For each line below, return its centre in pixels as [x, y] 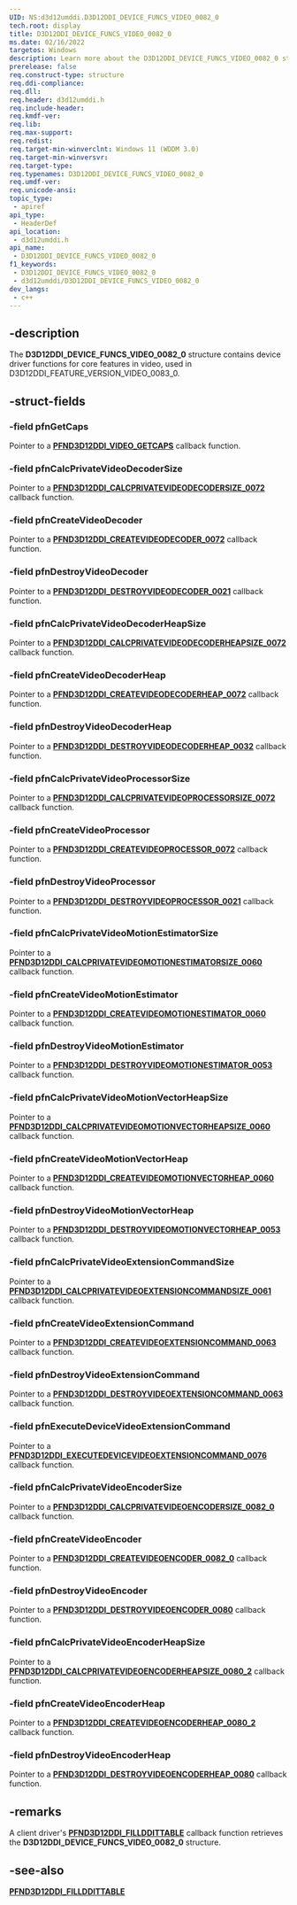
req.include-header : [47, 108]
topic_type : [31, 199]
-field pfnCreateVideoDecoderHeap [88, 675]
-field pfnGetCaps [49, 426]
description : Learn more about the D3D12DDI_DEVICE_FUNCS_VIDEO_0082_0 [144, 58]
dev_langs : [29, 289]
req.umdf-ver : [35, 182]
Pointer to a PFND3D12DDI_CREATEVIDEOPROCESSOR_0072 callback [138, 849]
